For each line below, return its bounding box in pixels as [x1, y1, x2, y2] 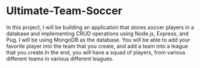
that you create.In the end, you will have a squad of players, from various [6, 48, 186, 56]
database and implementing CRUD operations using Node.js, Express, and [6, 30, 189, 37]
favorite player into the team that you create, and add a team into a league [6, 43, 188, 50]
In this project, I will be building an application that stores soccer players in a [6, 24, 194, 31]
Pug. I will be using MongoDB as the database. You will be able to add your [6, 36, 190, 43]
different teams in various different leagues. [6, 55, 114, 62]
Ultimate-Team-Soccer [6, 4, 122, 18]
